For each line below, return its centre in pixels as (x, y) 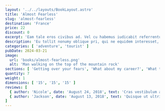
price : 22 (15, 28)
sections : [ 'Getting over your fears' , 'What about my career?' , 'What (81, 69)
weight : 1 (15, 78)
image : (12, 55)
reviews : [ (16, 87)
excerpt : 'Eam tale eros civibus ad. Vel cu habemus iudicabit (71, 37)
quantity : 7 (17, 74)
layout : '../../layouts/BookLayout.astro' (49, 10)
